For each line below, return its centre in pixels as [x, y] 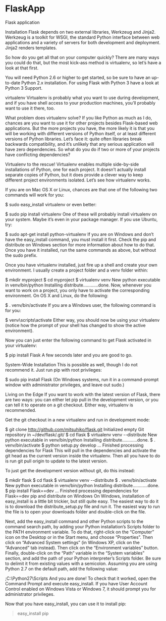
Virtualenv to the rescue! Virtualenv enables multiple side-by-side [72, 164]
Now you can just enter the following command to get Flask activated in [78, 340]
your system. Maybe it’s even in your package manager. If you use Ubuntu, [82, 219]
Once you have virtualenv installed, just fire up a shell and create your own [81, 265]
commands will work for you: [35, 195]
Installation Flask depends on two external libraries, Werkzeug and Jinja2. [81, 32]
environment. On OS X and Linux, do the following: [57, 295]
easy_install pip [33, 613]
